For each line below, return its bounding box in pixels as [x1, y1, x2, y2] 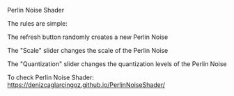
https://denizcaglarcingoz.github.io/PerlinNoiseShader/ [7, 81, 166, 89]
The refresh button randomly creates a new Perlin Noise [7, 33, 169, 41]
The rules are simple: [7, 19, 68, 27]
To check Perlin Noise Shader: [7, 73, 94, 81]
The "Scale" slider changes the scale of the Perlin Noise [7, 47, 169, 54]
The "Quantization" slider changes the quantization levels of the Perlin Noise [7, 60, 228, 68]
